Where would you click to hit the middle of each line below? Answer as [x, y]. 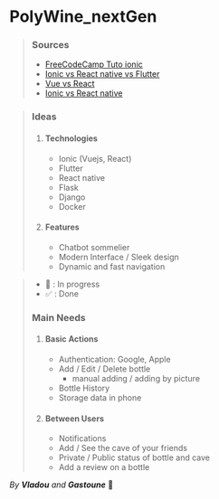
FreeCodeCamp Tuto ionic [94, 64]
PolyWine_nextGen [83, 17]
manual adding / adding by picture [136, 378]
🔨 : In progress [72, 284]
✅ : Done [62, 293]
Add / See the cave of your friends [123, 448]
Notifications [82, 438]
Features [62, 227]
